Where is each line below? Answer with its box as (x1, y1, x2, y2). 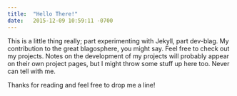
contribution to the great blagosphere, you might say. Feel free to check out (7, 44, 230, 53)
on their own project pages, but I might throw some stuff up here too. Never (7, 59, 230, 68)
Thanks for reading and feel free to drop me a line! (7, 80, 156, 89)
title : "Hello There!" (7, 10, 79, 18)
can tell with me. (7, 67, 56, 75)
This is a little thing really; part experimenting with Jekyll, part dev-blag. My (7, 36, 230, 45)
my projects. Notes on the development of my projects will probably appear (7, 51, 230, 60)
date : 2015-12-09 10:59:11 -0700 (7, 17, 114, 24)
